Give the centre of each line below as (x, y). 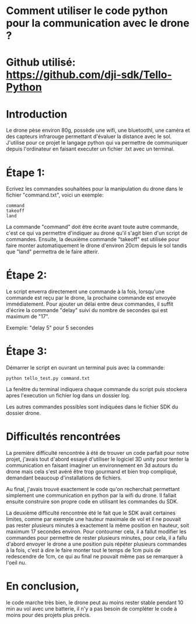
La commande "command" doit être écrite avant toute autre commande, (92, 227)
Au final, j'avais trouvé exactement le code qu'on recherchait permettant (93, 489)
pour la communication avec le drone (98, 23)
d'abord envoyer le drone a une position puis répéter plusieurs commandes (97, 544)
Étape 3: (27, 352)
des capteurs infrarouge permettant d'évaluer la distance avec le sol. (89, 136)
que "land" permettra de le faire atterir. (52, 252)
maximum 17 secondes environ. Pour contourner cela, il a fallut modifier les (96, 532)
